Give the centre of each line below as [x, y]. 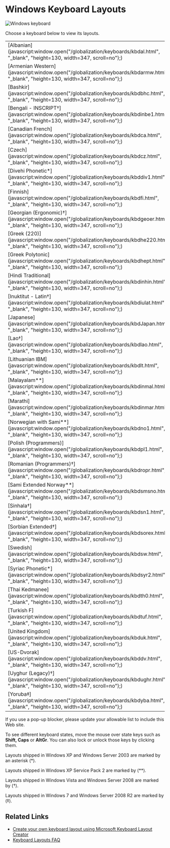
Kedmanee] [35, 589]
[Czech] [17, 150]
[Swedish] [20, 548]
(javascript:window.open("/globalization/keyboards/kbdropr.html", [87, 470]
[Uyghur [18, 673]
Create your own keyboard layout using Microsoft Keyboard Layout [82, 829]
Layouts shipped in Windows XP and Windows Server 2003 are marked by [83, 755]
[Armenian [20, 66]
